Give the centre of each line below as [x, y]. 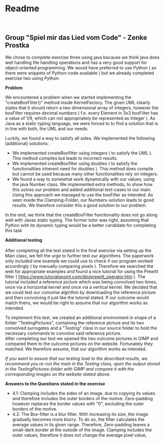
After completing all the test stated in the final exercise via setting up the [78, 250]
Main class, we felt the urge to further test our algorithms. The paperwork [80, 255]
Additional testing [24, 240]
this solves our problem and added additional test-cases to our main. [82, 190]
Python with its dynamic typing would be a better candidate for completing [81, 225]
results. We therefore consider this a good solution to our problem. [80, 205]
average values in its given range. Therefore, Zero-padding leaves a [81, 424]
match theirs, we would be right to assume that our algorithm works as [77, 303]
